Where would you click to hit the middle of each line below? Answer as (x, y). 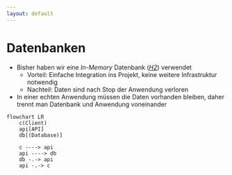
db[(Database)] (41, 135)
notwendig (42, 82)
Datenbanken (46, 48)
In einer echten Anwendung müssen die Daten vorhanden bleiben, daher (121, 97)
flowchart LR (25, 117)
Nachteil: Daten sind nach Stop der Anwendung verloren (108, 89)
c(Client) (33, 123)
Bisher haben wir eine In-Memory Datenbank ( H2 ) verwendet (104, 67)
